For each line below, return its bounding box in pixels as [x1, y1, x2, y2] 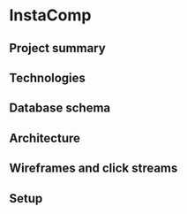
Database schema [9, 101, 111, 116]
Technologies [9, 70, 86, 85]
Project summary [9, 41, 106, 56]
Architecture [9, 130, 81, 146]
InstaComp [9, 5, 92, 26]
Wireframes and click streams [9, 161, 178, 176]
